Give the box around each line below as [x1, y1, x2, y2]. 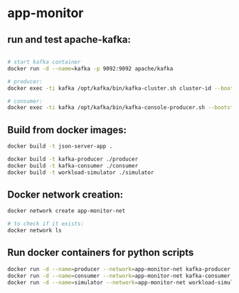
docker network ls [7, 227, 62, 235]
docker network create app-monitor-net [7, 207, 126, 215]
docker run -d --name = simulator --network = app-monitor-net [7, 279, 186, 286]
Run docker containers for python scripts [7, 247, 194, 259]
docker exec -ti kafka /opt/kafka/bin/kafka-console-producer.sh [7, 104, 205, 111]
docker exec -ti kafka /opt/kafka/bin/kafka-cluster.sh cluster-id [7, 84, 212, 92]
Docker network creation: [7, 188, 123, 200]
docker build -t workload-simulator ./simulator [7, 169, 154, 176]
